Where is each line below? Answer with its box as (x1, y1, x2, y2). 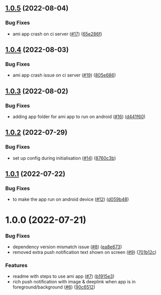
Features (5, 262, 28, 269)
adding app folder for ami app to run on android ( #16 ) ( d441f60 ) (12, 114, 146, 120)
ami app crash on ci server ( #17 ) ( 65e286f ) (12, 30, 102, 37)
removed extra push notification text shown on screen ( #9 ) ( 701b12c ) (12, 249, 157, 255)
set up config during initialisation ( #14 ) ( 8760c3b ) (12, 155, 116, 161)
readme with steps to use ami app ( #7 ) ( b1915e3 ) (12, 273, 115, 279)
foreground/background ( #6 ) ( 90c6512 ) (12, 284, 96, 290)
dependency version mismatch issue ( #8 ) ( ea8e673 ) (12, 243, 123, 250)
